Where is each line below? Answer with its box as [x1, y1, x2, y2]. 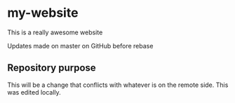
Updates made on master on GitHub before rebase [7, 41, 154, 50]
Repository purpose [7, 62, 96, 74]
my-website [7, 5, 79, 21]
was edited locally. [7, 88, 61, 96]
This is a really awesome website [7, 28, 103, 36]
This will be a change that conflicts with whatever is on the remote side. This [7, 81, 229, 89]
